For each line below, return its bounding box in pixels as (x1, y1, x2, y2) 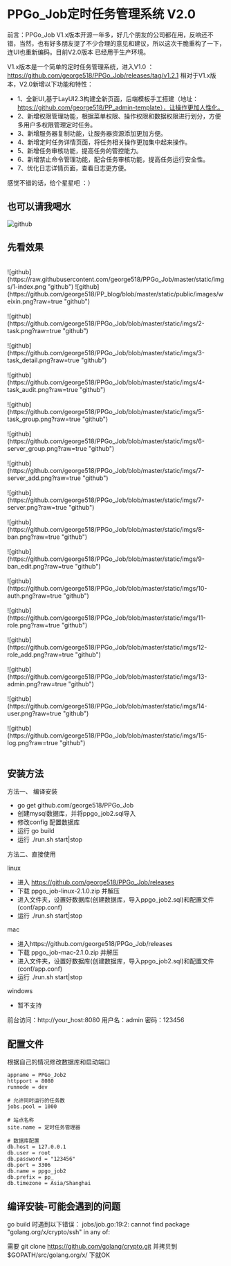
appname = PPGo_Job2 (7, 1071, 67, 1079)
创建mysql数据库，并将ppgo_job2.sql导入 (17, 810, 136, 818)
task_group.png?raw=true (7, 415, 81, 423)
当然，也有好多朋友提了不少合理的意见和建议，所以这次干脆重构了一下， (19, 39, 225, 47)
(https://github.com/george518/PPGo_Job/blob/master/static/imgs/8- (7, 525, 205, 533)
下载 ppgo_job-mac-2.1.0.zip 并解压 (17, 948, 119, 956)
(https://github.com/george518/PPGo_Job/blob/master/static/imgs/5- (7, 407, 205, 416)
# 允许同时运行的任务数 (7, 1097, 66, 1105)
